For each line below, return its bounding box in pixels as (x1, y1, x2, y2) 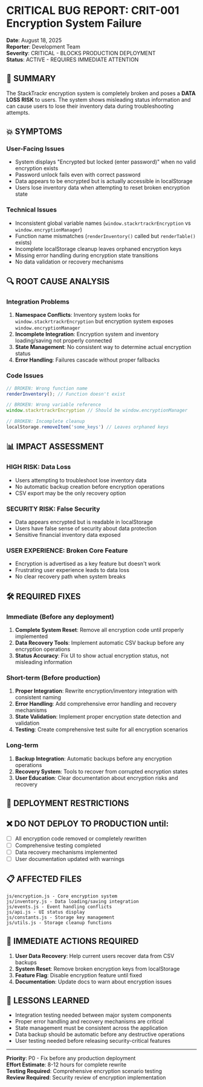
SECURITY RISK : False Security (6, 504, 100, 513)
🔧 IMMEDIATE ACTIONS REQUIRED (6, 936, 139, 946)
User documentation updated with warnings (14, 855, 125, 862)
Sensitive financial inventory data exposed (14, 531, 121, 538)
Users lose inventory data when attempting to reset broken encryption (14, 184, 190, 191)
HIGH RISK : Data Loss (6, 463, 71, 471)
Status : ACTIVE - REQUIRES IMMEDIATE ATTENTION (6, 56, 139, 63)
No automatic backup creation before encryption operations (14, 483, 165, 490)
